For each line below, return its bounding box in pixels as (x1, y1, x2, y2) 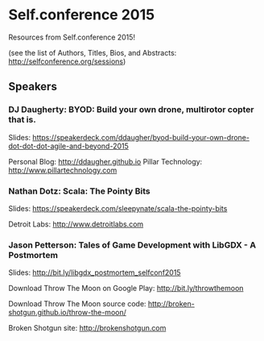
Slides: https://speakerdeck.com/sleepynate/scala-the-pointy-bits (8, 203, 228, 213)
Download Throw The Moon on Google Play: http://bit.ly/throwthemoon (8, 284, 244, 293)
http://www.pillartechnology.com (8, 165, 118, 175)
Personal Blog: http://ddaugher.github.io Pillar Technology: (8, 156, 203, 166)
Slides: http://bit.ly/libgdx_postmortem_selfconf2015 (8, 268, 181, 277)
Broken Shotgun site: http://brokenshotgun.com (8, 323, 167, 333)
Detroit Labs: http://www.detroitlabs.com (8, 219, 144, 229)
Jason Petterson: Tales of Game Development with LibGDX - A (8, 239, 256, 251)
